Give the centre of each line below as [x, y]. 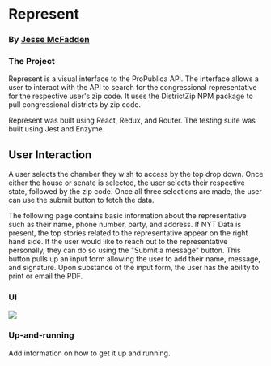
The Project [32, 62]
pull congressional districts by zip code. [75, 105]
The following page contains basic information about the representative [127, 216]
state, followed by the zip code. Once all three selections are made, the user [135, 192]
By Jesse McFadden [49, 40]
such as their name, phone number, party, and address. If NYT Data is [125, 225]
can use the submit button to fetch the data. [82, 200]
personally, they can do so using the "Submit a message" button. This [125, 250]
